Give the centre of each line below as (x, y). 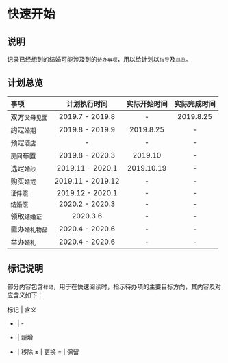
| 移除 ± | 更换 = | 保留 (48, 352)
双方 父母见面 (29, 117)
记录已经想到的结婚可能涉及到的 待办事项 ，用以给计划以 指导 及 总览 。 (100, 59)
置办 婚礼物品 (29, 229)
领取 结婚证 (26, 216)
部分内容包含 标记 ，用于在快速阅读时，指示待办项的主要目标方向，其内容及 (111, 286)
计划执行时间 (87, 103)
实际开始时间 (147, 103)
